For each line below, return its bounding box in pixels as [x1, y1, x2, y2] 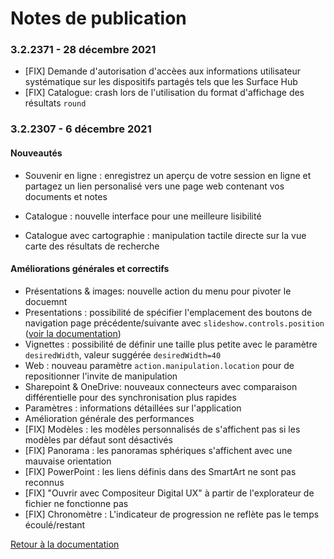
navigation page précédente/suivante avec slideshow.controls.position [24, 317, 325, 329]
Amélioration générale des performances [24, 412, 195, 424]
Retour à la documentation [10, 538, 120, 550]
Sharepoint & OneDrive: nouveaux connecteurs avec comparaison [24, 380, 298, 392]
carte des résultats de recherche [24, 240, 160, 252]
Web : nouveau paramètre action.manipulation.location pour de [24, 359, 295, 371]
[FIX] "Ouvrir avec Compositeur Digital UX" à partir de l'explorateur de [24, 487, 315, 499]
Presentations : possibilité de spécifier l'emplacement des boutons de [24, 306, 313, 318]
